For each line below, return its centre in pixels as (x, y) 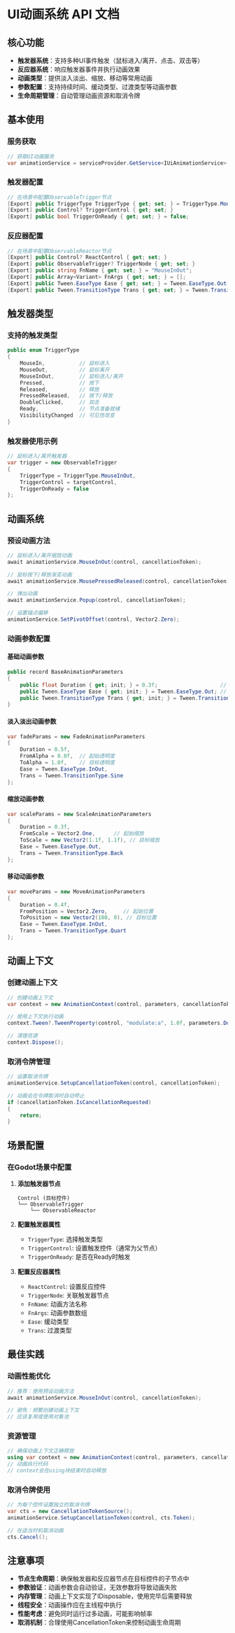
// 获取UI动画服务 (31, 156)
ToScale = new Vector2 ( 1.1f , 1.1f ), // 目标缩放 (90, 840)
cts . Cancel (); (28, 1537)
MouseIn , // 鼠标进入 (65, 364)
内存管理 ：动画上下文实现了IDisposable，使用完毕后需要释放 (105, 1596)
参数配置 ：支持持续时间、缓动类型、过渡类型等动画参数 (97, 87)
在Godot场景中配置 (40, 1167)
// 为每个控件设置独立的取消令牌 (48, 1505)
